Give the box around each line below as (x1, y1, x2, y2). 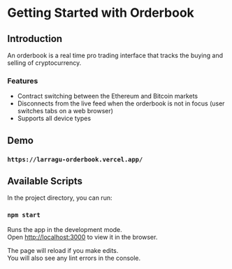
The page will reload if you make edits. (7, 246, 119, 254)
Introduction (7, 33, 63, 45)
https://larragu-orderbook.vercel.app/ (7, 155, 143, 163)
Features (7, 75, 38, 85)
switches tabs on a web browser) (17, 107, 114, 115)
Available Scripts (7, 175, 82, 187)
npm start (7, 211, 41, 219)
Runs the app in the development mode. (7, 225, 122, 233)
